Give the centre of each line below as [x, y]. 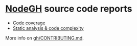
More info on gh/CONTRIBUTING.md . [45, 38]
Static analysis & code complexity [48, 28]
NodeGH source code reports [69, 9]
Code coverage [29, 23]
